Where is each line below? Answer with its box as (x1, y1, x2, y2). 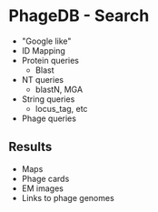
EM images (21, 183, 64, 194)
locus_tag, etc (35, 103, 88, 114)
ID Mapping (21, 45, 65, 56)
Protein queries (21, 55, 79, 66)
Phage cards (21, 173, 70, 184)
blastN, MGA (35, 84, 84, 95)
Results (8, 139, 53, 155)
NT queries (21, 74, 64, 85)
